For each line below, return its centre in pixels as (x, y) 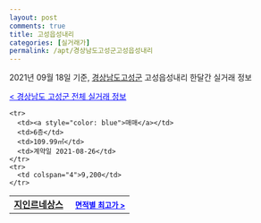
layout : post (34, 17)
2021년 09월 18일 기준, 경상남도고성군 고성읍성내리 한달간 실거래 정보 (130, 78)
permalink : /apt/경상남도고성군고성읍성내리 (81, 51)
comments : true (38, 26)
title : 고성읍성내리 (42, 34)
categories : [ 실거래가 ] (50, 43)
